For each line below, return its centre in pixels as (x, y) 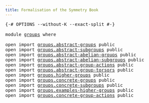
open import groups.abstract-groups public (60, 44)
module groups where (31, 34)
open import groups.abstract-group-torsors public (69, 70)
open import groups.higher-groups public (58, 75)
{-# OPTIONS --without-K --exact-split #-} (60, 24)
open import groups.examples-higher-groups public (69, 90)
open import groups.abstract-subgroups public (64, 49)
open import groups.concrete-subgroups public (64, 85)
